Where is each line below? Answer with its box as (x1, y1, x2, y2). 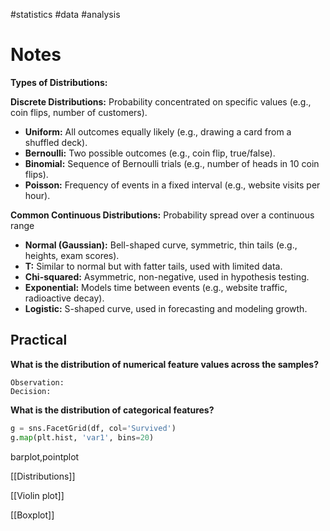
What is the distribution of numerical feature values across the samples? (10, 358, 320, 370)
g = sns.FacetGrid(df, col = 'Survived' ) (10, 423, 177, 433)
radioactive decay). (24, 292, 105, 304)
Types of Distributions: (10, 76, 108, 88)
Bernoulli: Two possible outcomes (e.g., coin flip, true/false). (24, 147, 276, 159)
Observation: (10, 377, 65, 388)
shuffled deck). (24, 136, 88, 148)
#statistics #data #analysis (10, 9, 121, 20)
